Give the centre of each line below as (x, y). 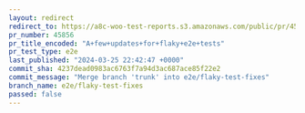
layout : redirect (41, 18)
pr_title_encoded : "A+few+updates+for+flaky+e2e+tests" (117, 43)
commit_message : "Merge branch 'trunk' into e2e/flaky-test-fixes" (139, 77)
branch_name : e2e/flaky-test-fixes (76, 86)
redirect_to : (33, 26)
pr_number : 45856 (41, 35)
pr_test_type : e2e (43, 52)
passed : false (36, 94)
